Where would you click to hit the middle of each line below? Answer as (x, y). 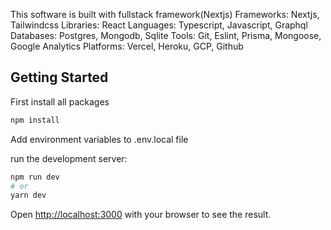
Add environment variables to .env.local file (99, 139)
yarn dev (28, 195)
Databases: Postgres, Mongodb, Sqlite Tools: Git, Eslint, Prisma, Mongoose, (166, 35)
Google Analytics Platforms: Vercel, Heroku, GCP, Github (127, 46)
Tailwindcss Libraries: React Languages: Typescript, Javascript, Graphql (159, 25)
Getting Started (59, 77)
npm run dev (35, 177)
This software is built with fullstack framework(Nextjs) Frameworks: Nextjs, (165, 14)
